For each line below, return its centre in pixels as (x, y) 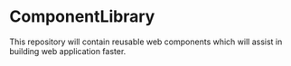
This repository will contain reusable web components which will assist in (146, 42)
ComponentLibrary (82, 17)
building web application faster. (68, 51)
